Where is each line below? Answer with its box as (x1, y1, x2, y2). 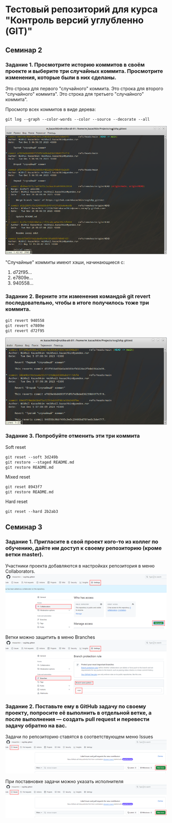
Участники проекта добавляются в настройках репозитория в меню (5, 562, 155, 569)
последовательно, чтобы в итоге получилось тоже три (5, 299, 149, 307)
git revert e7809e (5, 323, 45, 328)
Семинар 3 (5, 523, 42, 532)
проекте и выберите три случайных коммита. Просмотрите (5, 68, 163, 75)
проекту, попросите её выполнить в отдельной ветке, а (5, 709, 152, 716)
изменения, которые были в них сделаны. (5, 74, 117, 81)
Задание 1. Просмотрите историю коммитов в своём (5, 61, 145, 68)
